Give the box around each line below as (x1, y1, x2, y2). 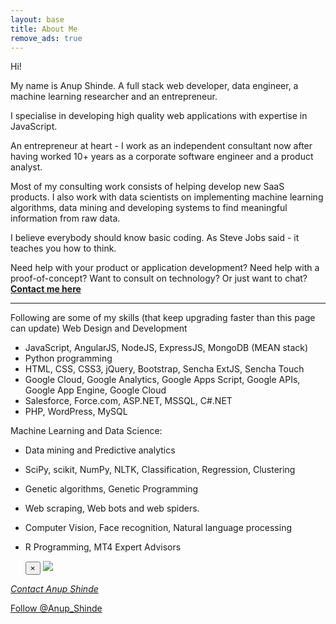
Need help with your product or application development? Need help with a (10, 262, 320, 274)
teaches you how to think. (10, 242, 117, 255)
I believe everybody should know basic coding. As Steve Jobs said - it (10, 232, 300, 244)
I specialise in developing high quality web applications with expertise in (10, 110, 308, 122)
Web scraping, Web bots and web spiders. (24, 502, 200, 515)
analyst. (10, 161, 43, 173)
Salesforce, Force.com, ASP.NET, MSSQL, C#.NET (24, 395, 233, 407)
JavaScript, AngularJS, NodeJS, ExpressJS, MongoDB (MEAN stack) (24, 342, 309, 354)
